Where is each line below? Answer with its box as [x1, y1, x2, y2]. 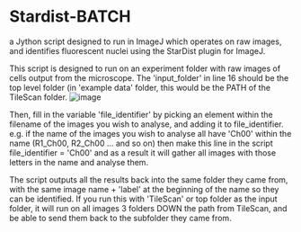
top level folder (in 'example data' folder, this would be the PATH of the [9, 82, 271, 93]
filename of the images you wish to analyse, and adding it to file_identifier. [9, 119, 284, 129]
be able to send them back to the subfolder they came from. [9, 212, 232, 223]
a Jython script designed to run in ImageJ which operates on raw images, [9, 36, 282, 47]
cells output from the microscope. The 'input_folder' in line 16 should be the [9, 72, 289, 83]
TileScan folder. [9, 92, 67, 103]
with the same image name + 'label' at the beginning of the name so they [9, 183, 279, 194]
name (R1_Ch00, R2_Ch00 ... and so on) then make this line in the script [9, 138, 273, 148]
